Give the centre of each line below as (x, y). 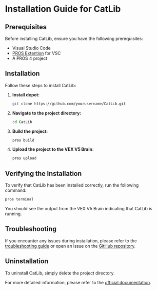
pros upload (24, 158)
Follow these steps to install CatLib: (41, 85)
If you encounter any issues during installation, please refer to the (71, 241)
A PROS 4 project (30, 58)
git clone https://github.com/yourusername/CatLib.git (69, 104)
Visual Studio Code (31, 48)
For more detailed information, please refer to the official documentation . (78, 282)
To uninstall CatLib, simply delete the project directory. (60, 273)
